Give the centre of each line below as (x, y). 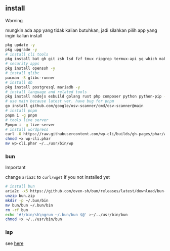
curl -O (13, 134)
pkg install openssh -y (30, 68)
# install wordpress (27, 129)
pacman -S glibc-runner (30, 78)
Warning (14, 20)
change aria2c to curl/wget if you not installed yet (58, 177)
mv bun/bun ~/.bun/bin (29, 205)
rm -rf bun (17, 210)
